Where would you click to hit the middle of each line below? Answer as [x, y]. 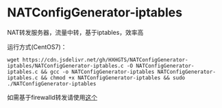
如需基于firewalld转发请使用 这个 [52, 97]
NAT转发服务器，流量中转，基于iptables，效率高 [75, 32]
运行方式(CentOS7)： [37, 46]
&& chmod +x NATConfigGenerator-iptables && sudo [113, 78]
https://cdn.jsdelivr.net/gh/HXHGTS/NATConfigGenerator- [105, 59]
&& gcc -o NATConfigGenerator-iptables [98, 72]
